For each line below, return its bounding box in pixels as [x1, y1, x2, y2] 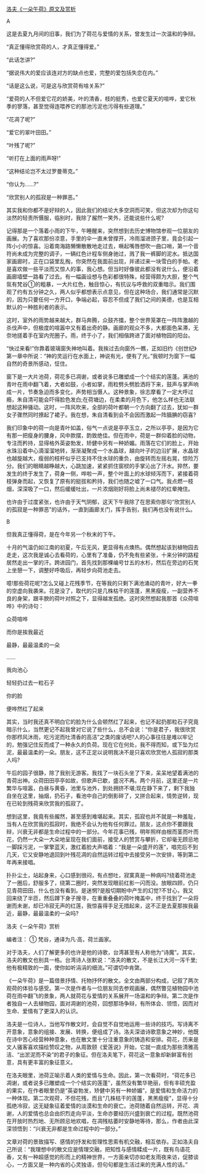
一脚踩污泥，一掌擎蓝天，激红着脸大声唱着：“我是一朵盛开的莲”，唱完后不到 [6, 844, 198, 850]
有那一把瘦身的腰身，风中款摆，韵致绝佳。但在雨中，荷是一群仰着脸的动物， [6, 432, 199, 439]
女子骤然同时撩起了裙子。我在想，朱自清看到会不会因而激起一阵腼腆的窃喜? [6, 411, 196, 418]
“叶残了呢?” [6, 142, 35, 148]
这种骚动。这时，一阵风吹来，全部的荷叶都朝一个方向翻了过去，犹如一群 [16, 404, 199, 410]
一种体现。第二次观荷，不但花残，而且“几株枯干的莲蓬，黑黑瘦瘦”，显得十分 [6, 1095, 198, 1101]
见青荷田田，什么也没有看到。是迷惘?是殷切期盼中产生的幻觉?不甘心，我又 [6, 887, 194, 894]
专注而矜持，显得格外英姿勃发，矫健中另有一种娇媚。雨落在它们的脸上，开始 [6, 439, 199, 447]
